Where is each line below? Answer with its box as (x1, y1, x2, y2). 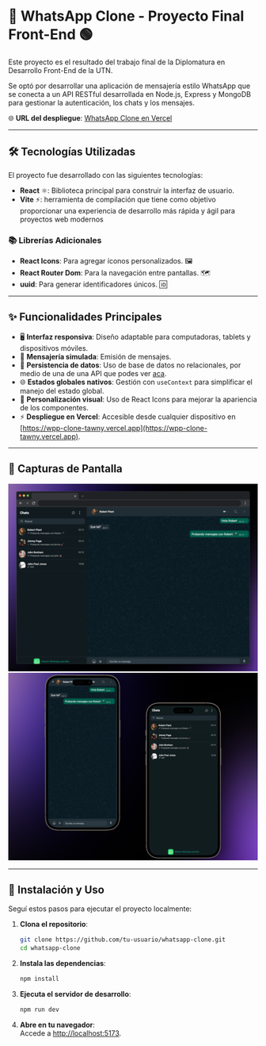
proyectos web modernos (19, 214, 104, 224)
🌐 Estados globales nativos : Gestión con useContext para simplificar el (19, 377, 253, 386)
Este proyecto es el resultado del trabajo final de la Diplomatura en (8, 57, 226, 67)
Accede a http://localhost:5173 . (19, 1028, 122, 1038)
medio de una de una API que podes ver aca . (19, 368, 167, 378)
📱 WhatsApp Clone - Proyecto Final (8, 7, 245, 25)
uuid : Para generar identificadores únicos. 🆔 (19, 279, 168, 289)
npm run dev (19, 1006, 59, 1014)
